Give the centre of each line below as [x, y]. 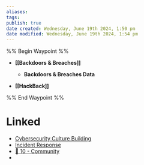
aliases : [17, 12]
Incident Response [38, 145]
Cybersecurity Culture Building [53, 139]
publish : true [24, 23]
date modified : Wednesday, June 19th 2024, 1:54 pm [72, 34]
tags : [13, 17]
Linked [23, 122]
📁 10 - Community [37, 151]
